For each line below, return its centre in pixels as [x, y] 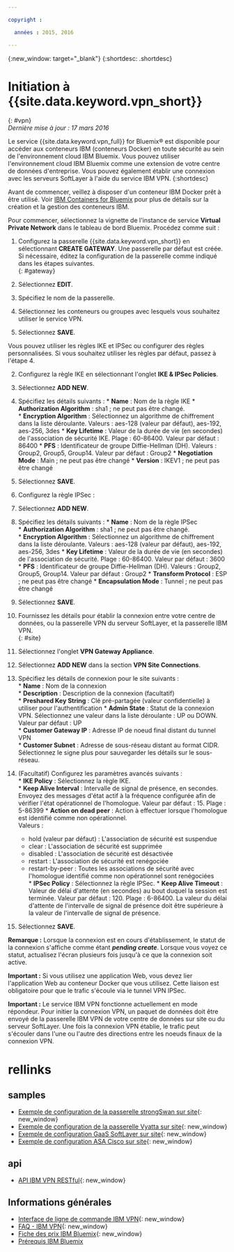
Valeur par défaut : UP [50, 723]
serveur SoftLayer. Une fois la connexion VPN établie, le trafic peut [104, 1027]
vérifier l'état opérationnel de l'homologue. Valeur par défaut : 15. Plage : [122, 804]
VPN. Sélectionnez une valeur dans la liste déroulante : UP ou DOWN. [118, 716]
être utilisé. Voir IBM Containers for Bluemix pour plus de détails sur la [108, 199]
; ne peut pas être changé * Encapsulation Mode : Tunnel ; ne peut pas [120, 581]
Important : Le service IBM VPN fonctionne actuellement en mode [103, 1004]
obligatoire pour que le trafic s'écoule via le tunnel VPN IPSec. [97, 990]
